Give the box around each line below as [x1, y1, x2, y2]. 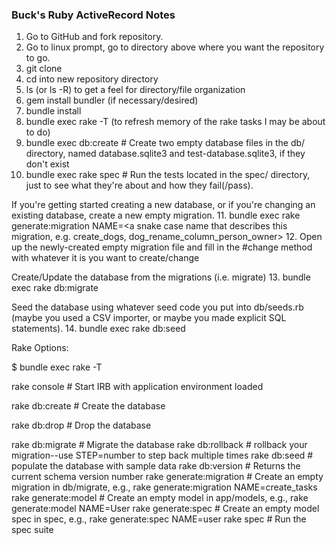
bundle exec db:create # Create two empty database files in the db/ [25, 137, 306, 149]
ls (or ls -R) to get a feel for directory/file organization [25, 84, 246, 96]
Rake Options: [11, 342, 69, 354]
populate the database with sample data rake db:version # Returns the [11, 460, 301, 472]
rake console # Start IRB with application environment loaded [11, 381, 264, 393]
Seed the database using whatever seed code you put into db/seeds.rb [11, 301, 304, 313]
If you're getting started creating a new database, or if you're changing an [11, 199, 316, 211]
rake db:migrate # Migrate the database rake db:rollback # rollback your [11, 439, 308, 451]
